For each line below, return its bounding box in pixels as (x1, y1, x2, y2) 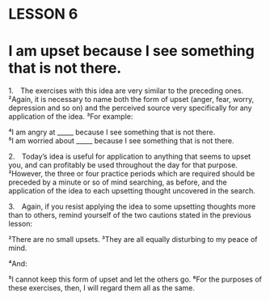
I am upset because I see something (8, 42, 255, 61)
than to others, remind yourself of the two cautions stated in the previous (8, 210, 252, 220)
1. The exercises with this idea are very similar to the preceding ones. (8, 86, 244, 95)
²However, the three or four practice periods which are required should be (8, 169, 255, 179)
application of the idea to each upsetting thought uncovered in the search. (8, 186, 256, 196)
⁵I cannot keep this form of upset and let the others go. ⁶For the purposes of (8, 274, 263, 284)
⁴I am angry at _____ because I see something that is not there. (8, 127, 216, 138)
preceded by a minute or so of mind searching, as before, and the (8, 177, 228, 187)
